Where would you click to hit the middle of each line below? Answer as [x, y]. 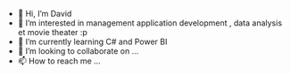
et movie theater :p [52, 32]
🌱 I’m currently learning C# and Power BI [92, 41]
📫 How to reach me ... [59, 61]
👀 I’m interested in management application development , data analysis [150, 23]
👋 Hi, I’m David [45, 14]
